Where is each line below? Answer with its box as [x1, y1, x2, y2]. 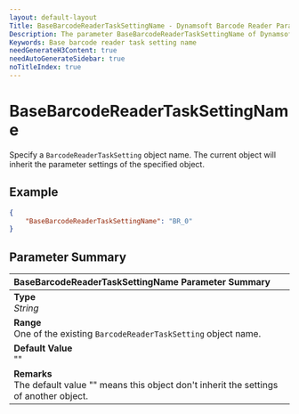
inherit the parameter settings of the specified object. [9, 158, 205, 169]
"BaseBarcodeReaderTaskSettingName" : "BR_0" [25, 216, 193, 225]
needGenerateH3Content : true [9, 46, 117, 55]
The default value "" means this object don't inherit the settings [13, 379, 279, 392]
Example [9, 184, 59, 200]
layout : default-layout [9, 12, 98, 22]
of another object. [13, 390, 89, 402]
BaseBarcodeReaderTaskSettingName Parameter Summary [13, 276, 271, 288]
